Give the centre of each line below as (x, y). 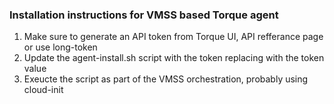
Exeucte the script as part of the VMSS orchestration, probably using (166, 79)
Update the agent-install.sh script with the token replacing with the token (174, 58)
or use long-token (60, 47)
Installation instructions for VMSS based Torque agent (144, 15)
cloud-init (43, 90)
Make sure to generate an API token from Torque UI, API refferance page (173, 37)
